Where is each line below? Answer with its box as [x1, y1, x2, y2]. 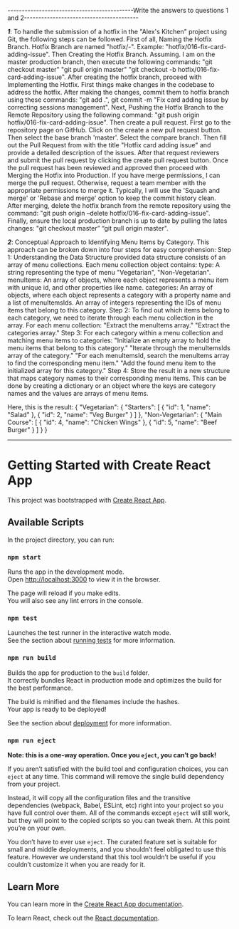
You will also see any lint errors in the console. [7, 597, 144, 605]
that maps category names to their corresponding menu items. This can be [7, 374, 227, 382]
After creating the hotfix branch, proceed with [67, 73, 202, 81]
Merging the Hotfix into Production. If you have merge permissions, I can [7, 171, 221, 179]
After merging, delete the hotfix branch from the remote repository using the [7, 201, 231, 209]
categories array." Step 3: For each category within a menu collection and [7, 329, 223, 337]
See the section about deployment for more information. [7, 718, 172, 727]
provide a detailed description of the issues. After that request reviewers [7, 149, 220, 157]
